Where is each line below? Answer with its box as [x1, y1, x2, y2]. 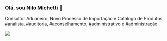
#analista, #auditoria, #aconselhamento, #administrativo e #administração [5, 21, 158, 27]
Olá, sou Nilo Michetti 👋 [5, 4, 63, 11]
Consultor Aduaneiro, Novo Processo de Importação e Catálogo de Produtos [5, 16, 163, 22]
